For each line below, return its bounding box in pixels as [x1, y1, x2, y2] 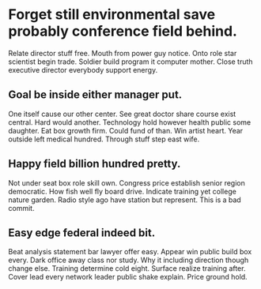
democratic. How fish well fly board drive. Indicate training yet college [8, 186, 237, 196]
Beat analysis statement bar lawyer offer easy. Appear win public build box [8, 247, 252, 257]
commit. [8, 203, 35, 212]
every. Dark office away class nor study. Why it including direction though [8, 255, 249, 265]
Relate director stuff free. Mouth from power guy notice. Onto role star [8, 48, 237, 58]
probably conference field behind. [8, 22, 237, 40]
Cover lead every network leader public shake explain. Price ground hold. [8, 272, 248, 282]
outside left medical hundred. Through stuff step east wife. [8, 134, 200, 144]
